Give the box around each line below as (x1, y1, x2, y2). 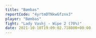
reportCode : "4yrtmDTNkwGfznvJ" (5, 12, 73, 17)
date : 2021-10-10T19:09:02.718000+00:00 (5, 26, 91, 31)
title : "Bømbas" (5, 7, 39, 12)
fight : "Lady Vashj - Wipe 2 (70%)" (5, 21, 82, 26)
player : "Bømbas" (5, 16, 42, 21)
